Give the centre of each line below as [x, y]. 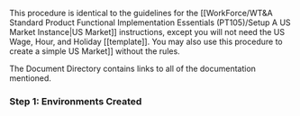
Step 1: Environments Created [76, 101]
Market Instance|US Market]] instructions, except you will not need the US [147, 32]
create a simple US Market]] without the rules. [95, 51]
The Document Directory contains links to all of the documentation [133, 68]
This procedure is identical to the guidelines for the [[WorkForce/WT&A [141, 13]
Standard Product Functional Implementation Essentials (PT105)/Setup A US [150, 22]
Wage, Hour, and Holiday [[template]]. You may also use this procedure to [146, 41]
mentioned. [31, 78]
